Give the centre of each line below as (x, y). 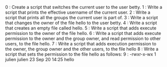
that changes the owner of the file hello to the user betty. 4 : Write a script (81, 23)
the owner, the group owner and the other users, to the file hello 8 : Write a (82, 49)
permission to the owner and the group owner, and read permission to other (83, 38)
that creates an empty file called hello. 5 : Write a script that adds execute (81, 28)
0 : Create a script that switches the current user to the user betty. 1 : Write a (84, 7)
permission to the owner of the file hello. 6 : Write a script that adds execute (83, 33)
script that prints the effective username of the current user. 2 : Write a (78, 12)
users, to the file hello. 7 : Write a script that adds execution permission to (81, 44)
